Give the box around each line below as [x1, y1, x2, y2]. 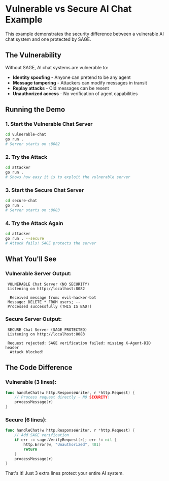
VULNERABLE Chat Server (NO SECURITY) [7, 281, 90, 287]
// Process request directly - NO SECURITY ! [14, 395, 110, 400]
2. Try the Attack [5, 153, 47, 160]
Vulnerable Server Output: [5, 270, 72, 277]
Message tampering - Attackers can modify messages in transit [12, 79, 147, 86]
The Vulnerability [5, 51, 62, 60]
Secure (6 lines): [5, 416, 47, 423]
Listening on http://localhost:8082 [7, 286, 85, 291]
